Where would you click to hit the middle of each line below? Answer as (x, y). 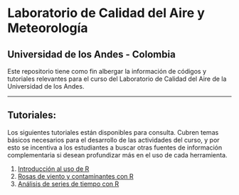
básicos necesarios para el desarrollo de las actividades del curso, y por (113, 140)
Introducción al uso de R (53, 169)
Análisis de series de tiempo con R (68, 184)
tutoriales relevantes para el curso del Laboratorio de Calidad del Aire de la (117, 79)
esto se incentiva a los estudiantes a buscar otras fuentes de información (115, 147)
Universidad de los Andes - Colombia (91, 54)
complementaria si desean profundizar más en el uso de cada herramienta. (117, 155)
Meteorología (48, 28)
